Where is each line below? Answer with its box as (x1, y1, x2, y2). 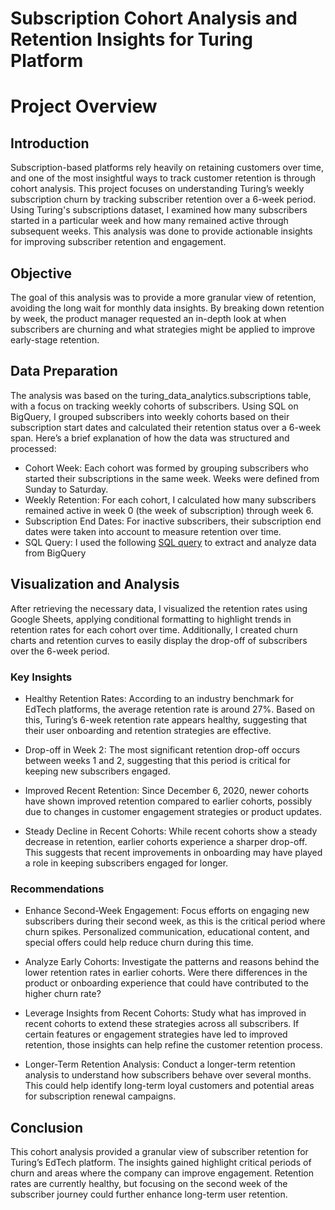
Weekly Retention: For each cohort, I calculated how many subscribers (24, 493, 317, 506)
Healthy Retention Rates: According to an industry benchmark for (24, 692, 295, 704)
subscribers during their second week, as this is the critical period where (24, 915, 326, 927)
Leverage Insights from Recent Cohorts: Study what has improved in (24, 1007, 307, 1019)
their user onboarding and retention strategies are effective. (24, 724, 272, 736)
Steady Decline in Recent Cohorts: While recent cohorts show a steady (24, 825, 318, 837)
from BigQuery (24, 547, 87, 559)
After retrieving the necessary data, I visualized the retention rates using (10, 602, 308, 614)
